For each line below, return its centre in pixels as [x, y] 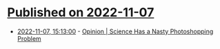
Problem [29, 38]
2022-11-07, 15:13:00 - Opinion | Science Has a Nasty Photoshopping [115, 31]
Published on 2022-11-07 [81, 13]
